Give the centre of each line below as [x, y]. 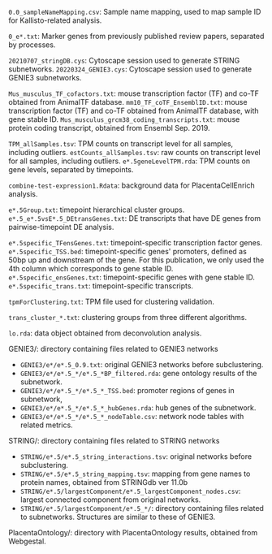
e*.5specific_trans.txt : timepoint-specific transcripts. [101, 286]
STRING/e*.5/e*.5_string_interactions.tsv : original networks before [136, 457]
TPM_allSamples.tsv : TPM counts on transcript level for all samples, [121, 144]
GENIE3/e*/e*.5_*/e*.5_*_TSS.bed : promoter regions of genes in [127, 390]
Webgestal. [27, 541]
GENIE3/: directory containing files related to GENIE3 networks [113, 349]
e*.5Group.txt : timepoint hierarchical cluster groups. [97, 210]
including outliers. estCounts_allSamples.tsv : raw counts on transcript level [135, 152]
